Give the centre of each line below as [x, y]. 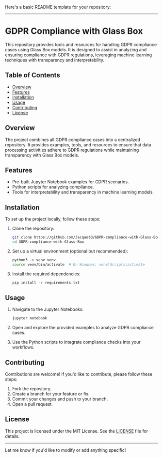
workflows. [23, 347]
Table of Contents [33, 75]
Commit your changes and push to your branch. [60, 399]
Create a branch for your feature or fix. [51, 394]
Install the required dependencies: [46, 274]
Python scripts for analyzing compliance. [53, 187]
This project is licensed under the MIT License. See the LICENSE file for [77, 431]
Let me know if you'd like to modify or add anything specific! [65, 450]
